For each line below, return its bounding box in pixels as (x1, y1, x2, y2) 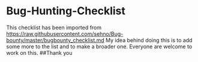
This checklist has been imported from (6, 24, 102, 31)
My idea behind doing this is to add (106, 36, 193, 44)
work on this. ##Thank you (6, 49, 73, 56)
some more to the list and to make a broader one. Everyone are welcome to (6, 43, 193, 50)
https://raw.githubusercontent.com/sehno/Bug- (6, 30, 124, 37)
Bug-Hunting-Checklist (6, 4, 126, 18)
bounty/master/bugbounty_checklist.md (6, 36, 105, 44)
